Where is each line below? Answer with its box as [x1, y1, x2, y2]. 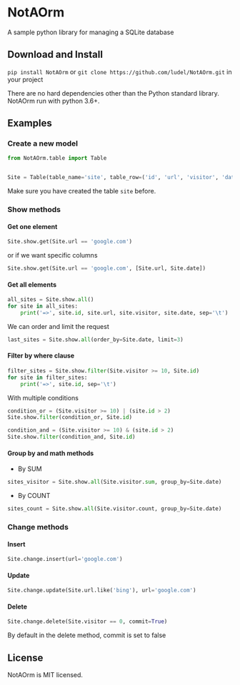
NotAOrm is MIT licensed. [7, 671, 84, 679]
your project [7, 75, 44, 83]
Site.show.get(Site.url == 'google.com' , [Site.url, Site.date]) [7, 265, 206, 272]
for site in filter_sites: [7, 374, 88, 381]
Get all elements [7, 280, 57, 289]
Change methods [7, 522, 69, 532]
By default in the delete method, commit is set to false [7, 631, 166, 639]
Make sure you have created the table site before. [7, 187, 156, 196]
